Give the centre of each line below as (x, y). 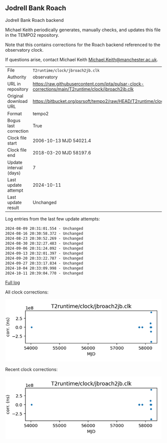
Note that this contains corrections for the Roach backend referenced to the (83, 45)
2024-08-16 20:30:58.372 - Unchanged (44, 233)
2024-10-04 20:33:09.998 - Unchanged (44, 268)
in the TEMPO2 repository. (32, 35)
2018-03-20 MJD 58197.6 (62, 152)
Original (15, 96)
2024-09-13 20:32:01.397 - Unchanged (44, 253)
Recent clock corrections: (32, 369)
